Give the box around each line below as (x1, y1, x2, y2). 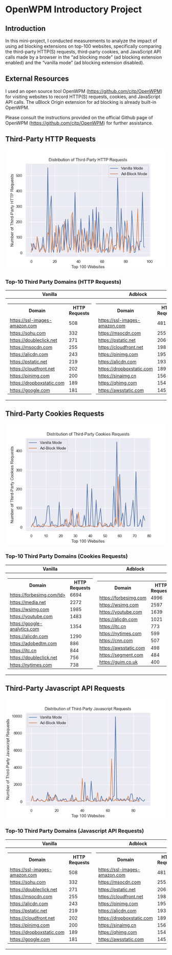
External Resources (5, 75, 69, 83)
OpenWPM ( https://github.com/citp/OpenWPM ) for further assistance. (5, 120, 154, 126)
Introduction (5, 24, 46, 33)
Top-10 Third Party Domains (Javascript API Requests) (5, 828, 144, 835)
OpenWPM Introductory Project (5, 4, 142, 15)
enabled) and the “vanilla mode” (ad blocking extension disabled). (5, 60, 144, 65)
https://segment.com (99, 652, 143, 658)
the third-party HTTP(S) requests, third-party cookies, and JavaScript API (5, 49, 161, 54)
